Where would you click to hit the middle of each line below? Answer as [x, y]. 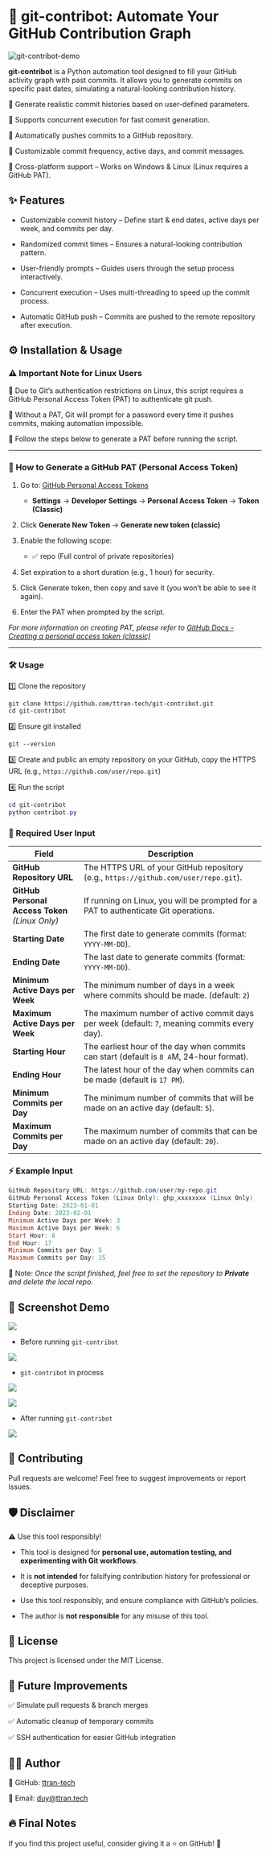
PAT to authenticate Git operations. [149, 911]
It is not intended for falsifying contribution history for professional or [135, 1576]
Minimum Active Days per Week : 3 [64, 1220]
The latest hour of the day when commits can [169, 1070]
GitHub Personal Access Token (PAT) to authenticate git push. [111, 399]
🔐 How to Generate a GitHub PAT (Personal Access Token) [123, 468]
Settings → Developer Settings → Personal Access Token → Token [145, 500]
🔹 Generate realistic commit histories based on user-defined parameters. [129, 104]
